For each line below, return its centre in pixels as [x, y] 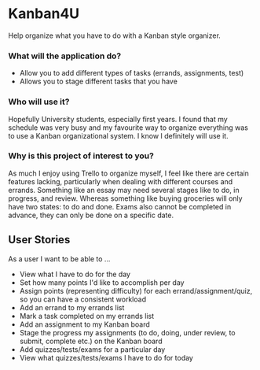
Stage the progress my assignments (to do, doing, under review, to [127, 332]
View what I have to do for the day [75, 274]
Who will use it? [39, 102]
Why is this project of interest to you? [81, 156]
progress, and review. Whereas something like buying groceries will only [125, 198]
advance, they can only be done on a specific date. [91, 215]
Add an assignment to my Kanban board [85, 324]
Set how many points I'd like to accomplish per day [102, 282]
